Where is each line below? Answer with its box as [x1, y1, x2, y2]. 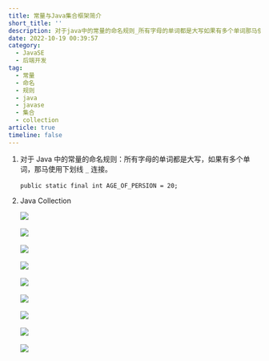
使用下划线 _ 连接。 [47, 164, 112, 173]
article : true [8, 124, 56, 132]
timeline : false [8, 131, 62, 139]
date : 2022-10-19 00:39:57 [8, 34, 98, 43]
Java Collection [19, 196, 72, 205]
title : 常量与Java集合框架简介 [8, 11, 102, 20]
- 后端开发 [15, 57, 47, 65]
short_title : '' [8, 19, 62, 27]
